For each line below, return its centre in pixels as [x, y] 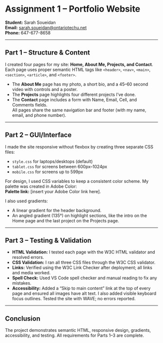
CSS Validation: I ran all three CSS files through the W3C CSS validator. [84, 262]
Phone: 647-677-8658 [28, 33]
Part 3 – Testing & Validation [48, 240]
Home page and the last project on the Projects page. [65, 220]
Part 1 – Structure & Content [48, 53]
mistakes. [22, 283]
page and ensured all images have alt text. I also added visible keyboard [84, 293]
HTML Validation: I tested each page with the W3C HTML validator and [83, 252]
